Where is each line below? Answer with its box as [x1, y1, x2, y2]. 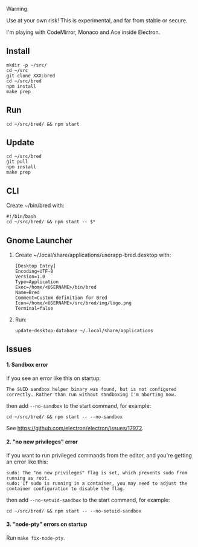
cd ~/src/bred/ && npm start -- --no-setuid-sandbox [6, 508, 142, 514]
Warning [6, 5, 27, 12]
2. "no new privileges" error [6, 438, 78, 445]
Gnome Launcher [6, 235, 73, 246]
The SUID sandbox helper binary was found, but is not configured [6, 386, 177, 392]
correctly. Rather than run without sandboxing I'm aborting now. [6, 391, 177, 398]
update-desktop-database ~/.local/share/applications [14, 328, 153, 334]
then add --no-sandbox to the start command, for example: [6, 402, 152, 409]
